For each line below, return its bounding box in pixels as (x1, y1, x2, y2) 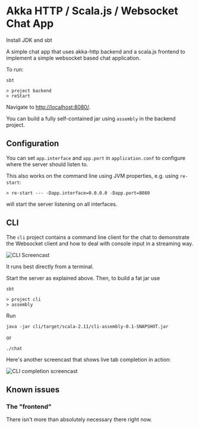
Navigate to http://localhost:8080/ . (6, 103, 91, 111)
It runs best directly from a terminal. (6, 263, 94, 270)
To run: (6, 65, 24, 73)
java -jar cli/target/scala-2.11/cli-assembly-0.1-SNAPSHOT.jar (6, 323, 169, 330)
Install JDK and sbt (6, 36, 52, 43)
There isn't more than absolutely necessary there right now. (6, 416, 153, 423)
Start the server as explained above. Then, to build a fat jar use (6, 274, 160, 281)
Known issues (6, 384, 60, 394)
